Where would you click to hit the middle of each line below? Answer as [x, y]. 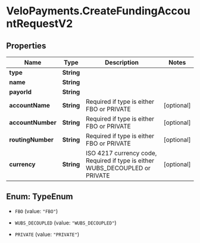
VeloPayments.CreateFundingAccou [98, 11]
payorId [20, 92]
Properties [26, 46]
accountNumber [33, 122]
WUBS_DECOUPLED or [118, 168]
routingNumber [32, 140]
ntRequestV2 [40, 24]
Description [122, 62]
